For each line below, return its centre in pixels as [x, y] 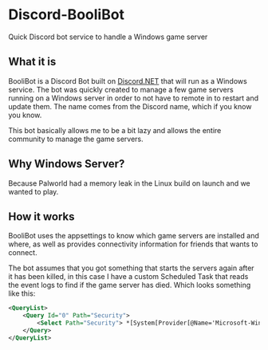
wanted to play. [33, 191]
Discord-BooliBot [67, 15]
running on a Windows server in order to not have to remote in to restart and [134, 98]
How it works [41, 216]
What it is [32, 62]
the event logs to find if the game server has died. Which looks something [130, 285]
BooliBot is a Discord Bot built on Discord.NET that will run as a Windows [128, 81]
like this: [22, 293]
